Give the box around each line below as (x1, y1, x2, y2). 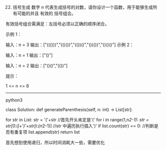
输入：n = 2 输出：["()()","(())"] (5, 63, 68, 68)
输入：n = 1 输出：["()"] (5, 52, 53, 58)
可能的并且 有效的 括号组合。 (17, 10, 76, 16)
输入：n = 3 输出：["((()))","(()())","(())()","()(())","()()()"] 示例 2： (5, 42, 134, 48)
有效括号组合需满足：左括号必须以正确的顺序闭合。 (5, 21, 109, 27)
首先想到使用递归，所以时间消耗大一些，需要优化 (5, 140, 105, 145)
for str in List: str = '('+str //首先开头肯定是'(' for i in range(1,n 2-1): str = (5, 117, 149, 122)
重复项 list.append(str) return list (14, 129, 80, 135)
